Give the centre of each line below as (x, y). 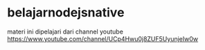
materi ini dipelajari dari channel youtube (65, 32)
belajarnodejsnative (66, 13)
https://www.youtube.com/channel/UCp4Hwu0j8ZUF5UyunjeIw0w (103, 38)
